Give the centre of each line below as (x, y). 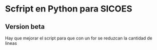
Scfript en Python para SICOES (69, 9)
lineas (11, 43)
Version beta (25, 27)
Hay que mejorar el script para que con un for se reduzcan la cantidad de (79, 38)
